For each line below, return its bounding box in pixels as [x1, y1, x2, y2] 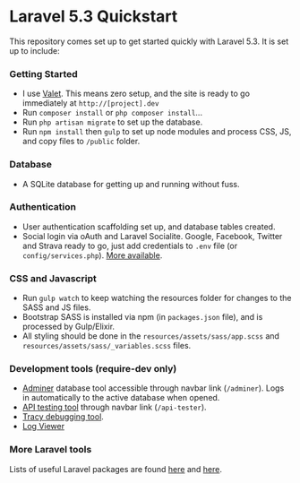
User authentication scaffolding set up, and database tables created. [21, 221, 276, 232]
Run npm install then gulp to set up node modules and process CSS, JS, [21, 126, 292, 137]
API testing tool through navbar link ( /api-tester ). [21, 401, 208, 413]
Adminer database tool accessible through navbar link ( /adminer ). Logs [21, 383, 285, 393]
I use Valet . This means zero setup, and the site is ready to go [21, 88, 251, 99]
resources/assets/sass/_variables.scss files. [21, 341, 192, 351]
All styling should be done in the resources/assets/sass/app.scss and [21, 331, 280, 341]
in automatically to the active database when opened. [21, 392, 220, 403]
